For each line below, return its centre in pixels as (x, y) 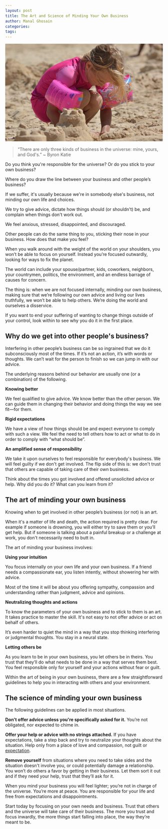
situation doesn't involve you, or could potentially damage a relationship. (80, 765)
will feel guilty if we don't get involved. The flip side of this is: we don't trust (83, 464)
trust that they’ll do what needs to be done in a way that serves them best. (82, 662)
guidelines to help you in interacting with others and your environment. (78, 682)
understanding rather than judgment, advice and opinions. (65, 592)
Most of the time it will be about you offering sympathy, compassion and (79, 587)
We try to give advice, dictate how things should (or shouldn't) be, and (78, 209)
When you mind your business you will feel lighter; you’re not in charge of (81, 786)
